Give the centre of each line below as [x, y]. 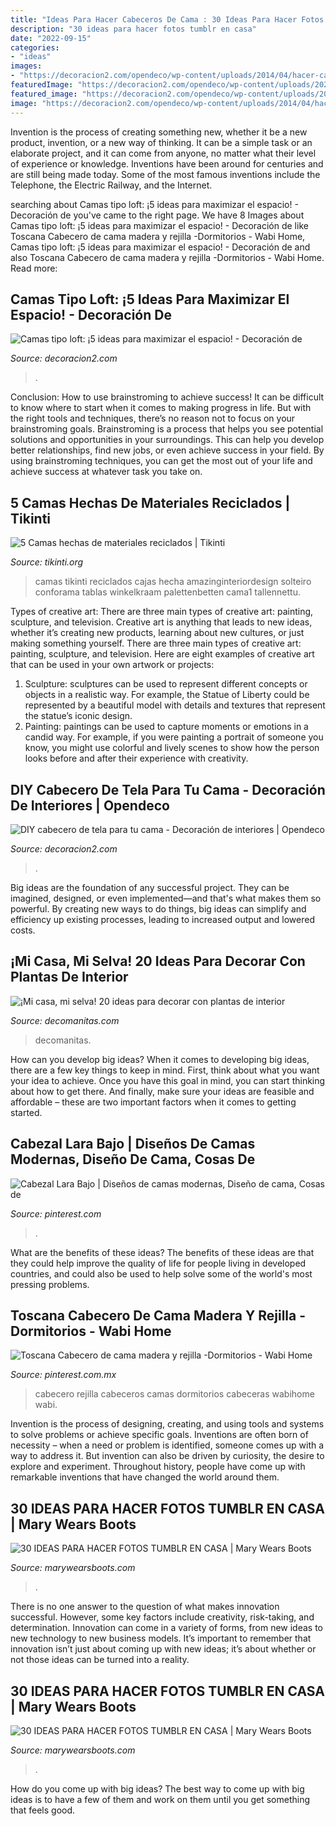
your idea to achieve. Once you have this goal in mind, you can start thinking [168, 1080]
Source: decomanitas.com [65, 1020]
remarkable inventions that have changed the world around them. [145, 1477]
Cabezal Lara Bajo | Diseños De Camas [133, 1144]
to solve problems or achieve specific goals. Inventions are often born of [159, 1435]
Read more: [34, 268]
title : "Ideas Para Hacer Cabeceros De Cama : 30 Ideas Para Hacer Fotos [167, 19]
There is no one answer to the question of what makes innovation [145, 1607]
